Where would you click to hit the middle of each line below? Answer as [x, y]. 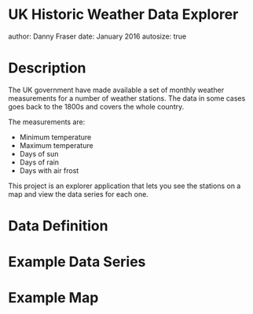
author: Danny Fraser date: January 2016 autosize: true [97, 36]
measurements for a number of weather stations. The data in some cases [127, 98]
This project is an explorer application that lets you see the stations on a [125, 186]
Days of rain [39, 162]
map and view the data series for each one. [79, 194]
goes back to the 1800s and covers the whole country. [96, 106]
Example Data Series [77, 262]
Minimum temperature [55, 137]
